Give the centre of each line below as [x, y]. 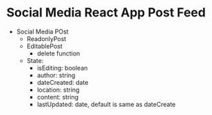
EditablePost [44, 46]
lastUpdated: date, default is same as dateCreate [106, 104]
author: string [56, 75]
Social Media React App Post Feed [106, 13]
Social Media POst [42, 31]
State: [35, 60]
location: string [58, 90]
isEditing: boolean [62, 68]
